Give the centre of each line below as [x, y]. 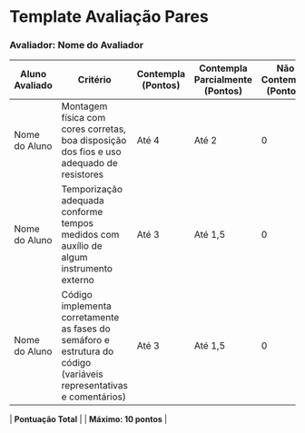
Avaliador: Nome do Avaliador [76, 45]
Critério [94, 80]
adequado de [89, 163]
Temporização [92, 190]
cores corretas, [94, 129]
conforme [82, 212]
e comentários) [94, 397]
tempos [77, 223]
